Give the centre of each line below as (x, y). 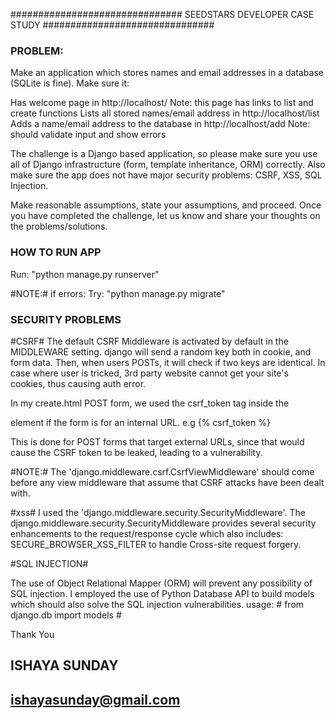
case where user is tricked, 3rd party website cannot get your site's (149, 373)
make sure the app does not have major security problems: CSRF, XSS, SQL (166, 175)
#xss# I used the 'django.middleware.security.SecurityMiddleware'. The (158, 512)
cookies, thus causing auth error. (78, 383)
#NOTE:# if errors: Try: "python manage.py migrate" (118, 293)
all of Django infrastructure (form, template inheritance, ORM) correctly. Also (168, 165)
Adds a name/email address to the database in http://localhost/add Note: (160, 124)
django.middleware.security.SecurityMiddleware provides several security (163, 523)
